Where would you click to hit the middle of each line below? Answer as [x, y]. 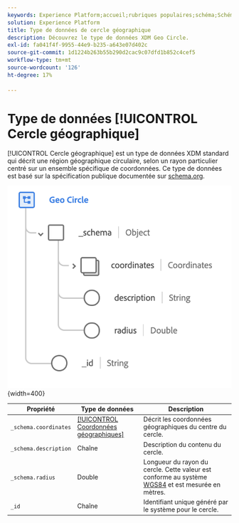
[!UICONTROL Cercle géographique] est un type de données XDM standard [118, 154]
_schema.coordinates [41, 428]
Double [87, 477]
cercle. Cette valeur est [177, 469]
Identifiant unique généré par [186, 502]
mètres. [154, 492]
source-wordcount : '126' [44, 68]
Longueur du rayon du [176, 462]
